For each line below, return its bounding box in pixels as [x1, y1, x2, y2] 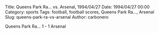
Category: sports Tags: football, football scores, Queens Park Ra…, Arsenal [5, 9, 155, 15]
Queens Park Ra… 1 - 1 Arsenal [5, 23, 66, 29]
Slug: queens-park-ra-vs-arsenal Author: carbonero [5, 14, 109, 20]
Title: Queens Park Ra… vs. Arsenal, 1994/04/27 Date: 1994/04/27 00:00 [5, 4, 150, 10]
